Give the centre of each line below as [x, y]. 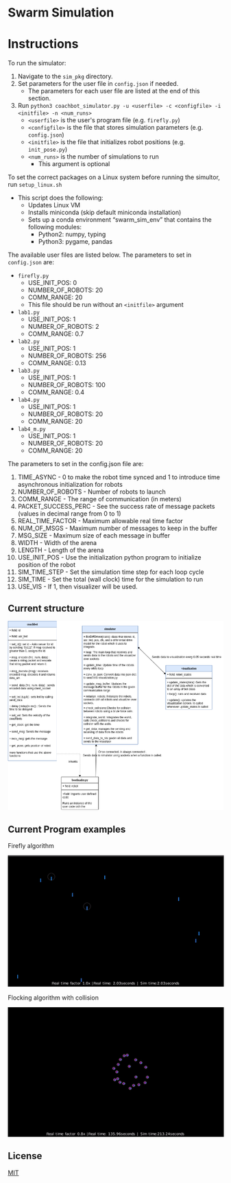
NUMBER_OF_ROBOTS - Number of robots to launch [92, 492]
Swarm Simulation [61, 13]
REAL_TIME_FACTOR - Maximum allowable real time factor [100, 521]
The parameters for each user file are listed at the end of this [114, 91]
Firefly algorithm [31, 846]
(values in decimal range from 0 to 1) [70, 514]
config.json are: [31, 262]
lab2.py [28, 342]
